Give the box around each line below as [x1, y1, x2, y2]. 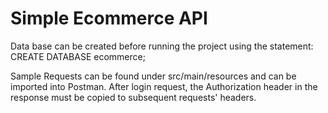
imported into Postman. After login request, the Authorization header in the [10, 80, 318, 92]
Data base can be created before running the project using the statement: [10, 40, 314, 52]
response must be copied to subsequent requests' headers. [10, 91, 257, 103]
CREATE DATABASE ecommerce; [10, 50, 146, 62]
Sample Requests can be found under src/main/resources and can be [10, 70, 297, 82]
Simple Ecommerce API [10, 7, 208, 30]
